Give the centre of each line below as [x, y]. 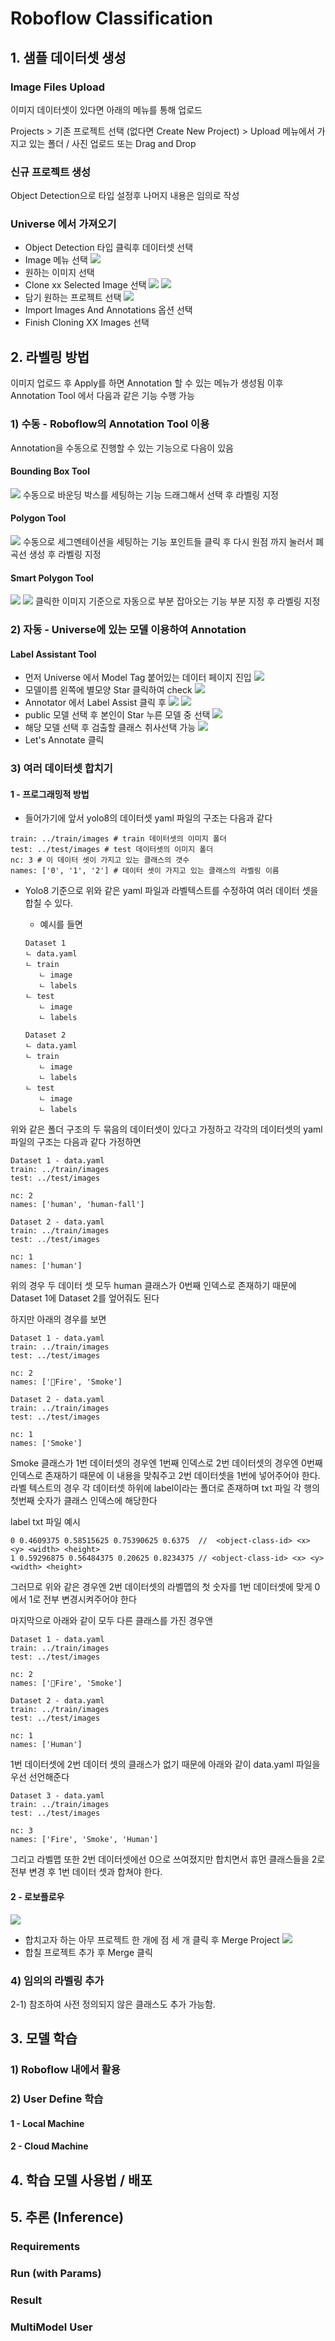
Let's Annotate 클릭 [64, 740]
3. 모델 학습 [44, 2038]
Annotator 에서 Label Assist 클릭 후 [95, 703]
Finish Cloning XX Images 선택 [87, 323]
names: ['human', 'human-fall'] [77, 1205]
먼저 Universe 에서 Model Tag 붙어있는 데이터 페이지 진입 [138, 678]
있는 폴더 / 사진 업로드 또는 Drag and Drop [112, 143]
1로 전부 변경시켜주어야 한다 [82, 1599]
